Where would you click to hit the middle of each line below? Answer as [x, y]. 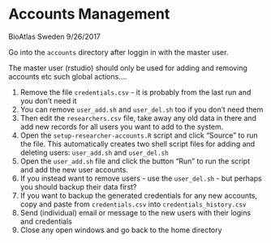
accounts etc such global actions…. [68, 76]
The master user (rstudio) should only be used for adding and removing [128, 68]
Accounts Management [89, 14]
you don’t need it [48, 100]
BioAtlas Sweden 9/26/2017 [55, 36]
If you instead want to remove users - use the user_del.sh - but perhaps [141, 178]
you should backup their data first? [78, 186]
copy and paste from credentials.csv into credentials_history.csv [133, 204]
